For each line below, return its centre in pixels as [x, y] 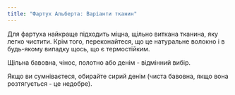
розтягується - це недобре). [50, 83]
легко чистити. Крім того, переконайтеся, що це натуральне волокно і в [116, 41]
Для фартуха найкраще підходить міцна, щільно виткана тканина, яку [113, 34]
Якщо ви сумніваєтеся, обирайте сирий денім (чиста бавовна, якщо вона [118, 76]
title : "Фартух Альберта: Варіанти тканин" [72, 14]
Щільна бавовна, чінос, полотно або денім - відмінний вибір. [99, 62]
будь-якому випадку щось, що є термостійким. [79, 49]
